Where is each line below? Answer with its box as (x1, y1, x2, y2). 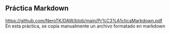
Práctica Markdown (5, 4, 69, 13)
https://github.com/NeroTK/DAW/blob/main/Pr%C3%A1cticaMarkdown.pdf (5, 17, 163, 23)
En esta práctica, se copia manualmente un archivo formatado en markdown (5, 23, 165, 29)
